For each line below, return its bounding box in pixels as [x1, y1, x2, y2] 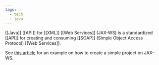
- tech [9, 12, 23, 17]
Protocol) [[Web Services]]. [5, 40, 61, 46]
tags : [5, 7, 16, 12]
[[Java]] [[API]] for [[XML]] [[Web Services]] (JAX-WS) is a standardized [5, 30, 153, 36]
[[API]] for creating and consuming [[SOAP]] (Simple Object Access [5, 35, 143, 41]
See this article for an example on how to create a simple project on [5, 50, 143, 56]
